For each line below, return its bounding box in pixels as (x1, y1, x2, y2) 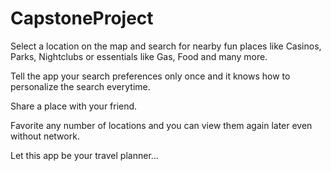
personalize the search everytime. (10, 80, 151, 92)
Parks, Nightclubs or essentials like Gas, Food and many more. (10, 50, 268, 62)
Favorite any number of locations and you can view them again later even (10, 119, 313, 131)
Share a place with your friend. (10, 100, 138, 112)
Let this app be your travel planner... (10, 149, 159, 161)
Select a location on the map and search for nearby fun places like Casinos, (10, 40, 322, 52)
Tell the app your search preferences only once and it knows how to (10, 70, 291, 82)
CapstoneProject (10, 7, 154, 30)
